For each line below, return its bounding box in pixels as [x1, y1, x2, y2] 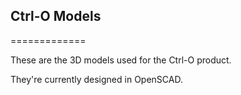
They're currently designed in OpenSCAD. [10, 73, 183, 85]
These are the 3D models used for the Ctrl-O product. [10, 54, 232, 66]
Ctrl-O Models [10, 8, 102, 25]
